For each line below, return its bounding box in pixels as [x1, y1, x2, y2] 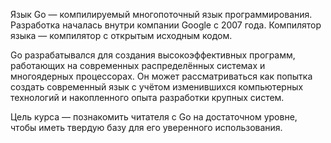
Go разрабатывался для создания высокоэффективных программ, [10, 49, 296, 61]
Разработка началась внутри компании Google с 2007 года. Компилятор [10, 19, 322, 31]
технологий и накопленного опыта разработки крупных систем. [10, 92, 285, 103]
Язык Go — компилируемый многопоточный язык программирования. [10, 9, 313, 20]
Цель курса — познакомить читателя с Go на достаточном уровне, [10, 111, 298, 123]
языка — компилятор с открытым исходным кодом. [10, 30, 233, 41]
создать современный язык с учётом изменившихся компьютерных [10, 81, 304, 93]
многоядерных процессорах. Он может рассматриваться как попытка [10, 70, 313, 82]
